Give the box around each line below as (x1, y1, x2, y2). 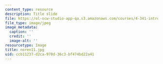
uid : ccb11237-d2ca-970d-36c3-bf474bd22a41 (5, 51, 95, 57)
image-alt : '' (9, 38, 38, 43)
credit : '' (9, 34, 32, 39)
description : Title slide (5, 12, 57, 16)
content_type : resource (5, 7, 53, 12)
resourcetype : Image (5, 43, 47, 48)
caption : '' (9, 29, 34, 34)
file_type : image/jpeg (5, 20, 51, 26)
